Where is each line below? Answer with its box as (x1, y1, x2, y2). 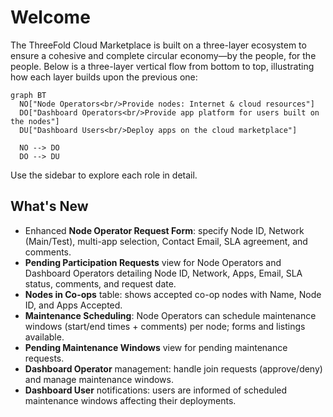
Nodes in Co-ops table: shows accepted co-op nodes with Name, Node (24, 288, 322, 300)
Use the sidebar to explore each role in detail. (10, 169, 198, 181)
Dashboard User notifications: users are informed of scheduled (24, 384, 288, 396)
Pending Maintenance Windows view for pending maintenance (24, 341, 288, 353)
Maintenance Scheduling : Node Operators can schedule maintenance (24, 309, 317, 321)
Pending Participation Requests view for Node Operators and (24, 256, 282, 268)
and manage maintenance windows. (24, 373, 174, 385)
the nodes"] (10, 116, 60, 126)
